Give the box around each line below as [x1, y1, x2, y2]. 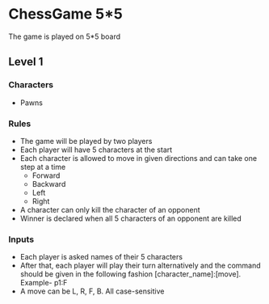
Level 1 [8, 55, 44, 69]
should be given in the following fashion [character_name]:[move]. [19, 269, 242, 279]
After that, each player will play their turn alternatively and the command [19, 260, 261, 271]
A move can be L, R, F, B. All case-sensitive [19, 286, 165, 296]
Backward [32, 179, 66, 188]
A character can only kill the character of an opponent [19, 205, 200, 214]
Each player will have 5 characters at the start [19, 145, 173, 154]
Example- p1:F [19, 278, 68, 288]
